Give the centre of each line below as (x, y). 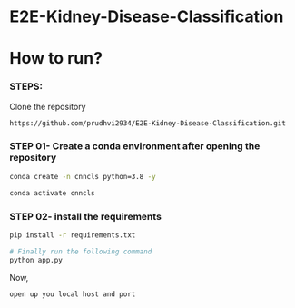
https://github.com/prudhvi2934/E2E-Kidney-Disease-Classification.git (147, 123)
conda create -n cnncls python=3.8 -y (83, 176)
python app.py (36, 260)
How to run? (56, 59)
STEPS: (26, 86)
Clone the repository (48, 106)
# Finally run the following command (81, 252)
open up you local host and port (73, 294)
